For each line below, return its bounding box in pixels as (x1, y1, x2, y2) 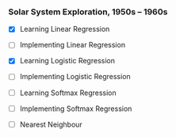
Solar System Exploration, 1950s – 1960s (8, 6, 168, 17)
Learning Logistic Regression (19, 56, 115, 66)
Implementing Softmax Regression (19, 104, 132, 113)
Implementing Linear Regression (19, 40, 125, 50)
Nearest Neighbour (19, 120, 83, 129)
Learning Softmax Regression (19, 88, 117, 97)
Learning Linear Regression (19, 25, 110, 34)
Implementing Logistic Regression (19, 72, 131, 82)
